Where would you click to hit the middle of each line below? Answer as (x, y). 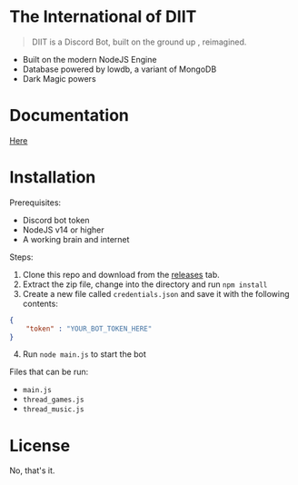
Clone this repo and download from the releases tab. (121, 274)
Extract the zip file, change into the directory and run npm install (145, 284)
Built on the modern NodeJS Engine (89, 59)
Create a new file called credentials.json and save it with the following (156, 293)
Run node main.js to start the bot (84, 354)
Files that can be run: (49, 372)
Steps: (21, 257)
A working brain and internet (76, 239)
